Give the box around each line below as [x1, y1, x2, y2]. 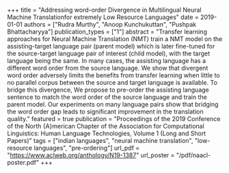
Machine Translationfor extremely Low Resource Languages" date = [7, 13, 200, 21]
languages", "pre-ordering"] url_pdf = [33, 144, 140, 152]
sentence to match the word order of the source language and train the [7, 93, 207, 101]
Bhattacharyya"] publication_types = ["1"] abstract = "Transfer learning [7, 27, 207, 36]
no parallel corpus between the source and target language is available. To [7, 79, 217, 86]
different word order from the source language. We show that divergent [7, 64, 208, 72]
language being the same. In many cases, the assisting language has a [7, 57, 206, 64]
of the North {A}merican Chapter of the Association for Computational [7, 122, 205, 130]
